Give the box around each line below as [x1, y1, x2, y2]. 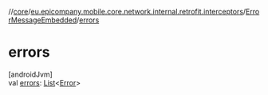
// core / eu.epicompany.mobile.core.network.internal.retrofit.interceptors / [8, 7, 246, 16]
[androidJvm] [8, 69, 53, 79]
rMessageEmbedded [8, 15, 77, 25]
